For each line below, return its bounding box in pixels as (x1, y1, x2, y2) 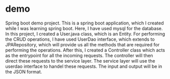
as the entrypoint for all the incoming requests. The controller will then (5, 52, 153, 59)
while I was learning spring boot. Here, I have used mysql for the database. (5, 25, 163, 31)
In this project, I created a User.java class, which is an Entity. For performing (5, 31, 165, 37)
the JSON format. (5, 68, 42, 74)
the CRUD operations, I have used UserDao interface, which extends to (5, 36, 155, 42)
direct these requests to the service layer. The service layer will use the (5, 58, 156, 64)
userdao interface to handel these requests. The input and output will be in (5, 63, 162, 69)
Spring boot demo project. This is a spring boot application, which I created (5, 20, 164, 26)
